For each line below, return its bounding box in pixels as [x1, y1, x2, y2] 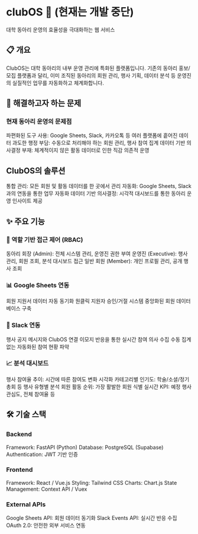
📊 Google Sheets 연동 [6, 281, 70, 289]
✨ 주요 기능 [6, 216, 46, 226]
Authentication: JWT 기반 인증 [6, 451, 79, 458]
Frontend [6, 465, 33, 474]
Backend [6, 430, 33, 438]
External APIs [6, 500, 46, 509]
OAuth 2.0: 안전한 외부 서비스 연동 [6, 522, 86, 529]
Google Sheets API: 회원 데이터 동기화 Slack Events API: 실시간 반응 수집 [6, 514, 177, 522]
